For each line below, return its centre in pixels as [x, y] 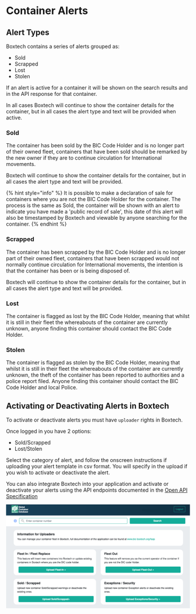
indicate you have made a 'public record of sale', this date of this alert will [94, 212]
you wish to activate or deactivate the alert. [58, 472]
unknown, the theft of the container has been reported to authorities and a [95, 375]
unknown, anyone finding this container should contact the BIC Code [89, 328]
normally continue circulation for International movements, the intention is [94, 264]
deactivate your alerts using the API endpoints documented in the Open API [97, 490]
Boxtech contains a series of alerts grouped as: [63, 46]
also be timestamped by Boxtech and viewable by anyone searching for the [97, 218]
